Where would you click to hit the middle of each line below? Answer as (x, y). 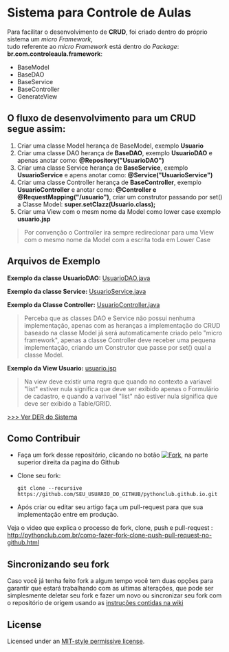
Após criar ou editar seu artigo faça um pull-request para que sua (110, 507)
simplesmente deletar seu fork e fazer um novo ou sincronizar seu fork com (115, 595)
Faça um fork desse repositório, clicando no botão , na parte (112, 455)
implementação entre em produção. (68, 515)
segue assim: (36, 129)
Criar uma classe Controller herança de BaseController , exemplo (109, 182)
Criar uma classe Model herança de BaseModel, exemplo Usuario (110, 146)
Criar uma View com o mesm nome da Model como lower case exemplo (119, 211)
